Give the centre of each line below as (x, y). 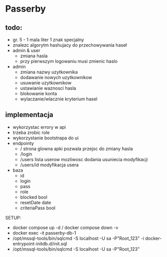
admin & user (26, 50)
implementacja (29, 115)
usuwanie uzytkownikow (46, 83)
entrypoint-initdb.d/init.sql (40, 243)
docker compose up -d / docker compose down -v (65, 227)
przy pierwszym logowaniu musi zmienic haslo (69, 61)
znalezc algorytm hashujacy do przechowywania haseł (70, 45)
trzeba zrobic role (31, 132)
